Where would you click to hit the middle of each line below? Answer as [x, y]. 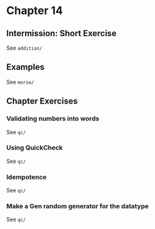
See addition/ [24, 48]
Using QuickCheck [34, 148]
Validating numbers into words [53, 119]
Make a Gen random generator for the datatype [77, 206]
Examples [25, 67]
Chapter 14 [34, 11]
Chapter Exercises [42, 101]
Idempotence [27, 177]
